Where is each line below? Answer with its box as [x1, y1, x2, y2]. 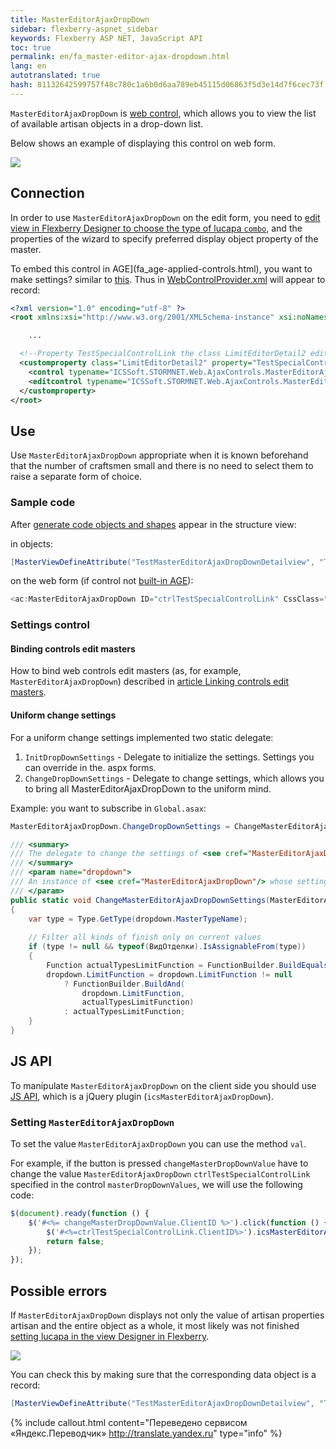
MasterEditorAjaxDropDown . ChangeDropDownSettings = [10, 821, 230, 831]
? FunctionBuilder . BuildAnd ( [63, 979, 186, 989]
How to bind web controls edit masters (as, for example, [10, 665, 242, 677]
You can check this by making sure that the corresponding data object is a [10, 1369, 317, 1381]
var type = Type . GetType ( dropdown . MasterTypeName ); [28, 914, 248, 924]
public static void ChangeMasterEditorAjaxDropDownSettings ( [10, 895, 271, 905]
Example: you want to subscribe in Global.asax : [10, 802, 207, 814]
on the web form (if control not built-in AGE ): [10, 575, 194, 587]
